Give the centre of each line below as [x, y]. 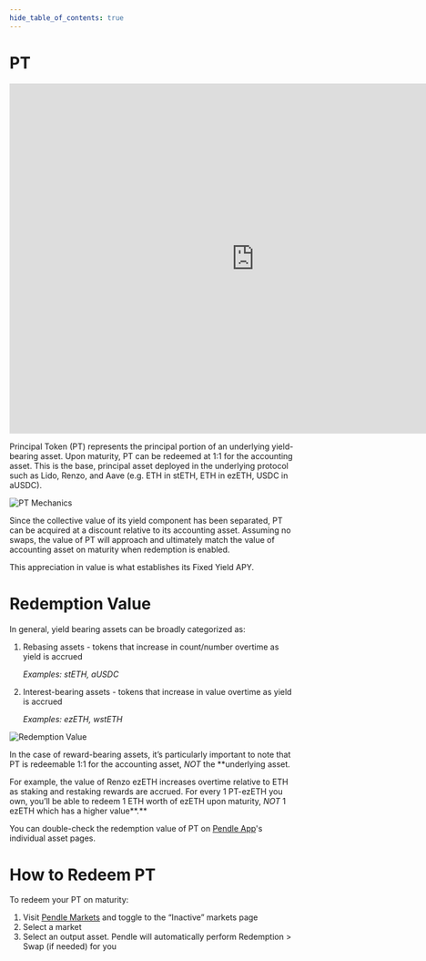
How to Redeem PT [83, 874]
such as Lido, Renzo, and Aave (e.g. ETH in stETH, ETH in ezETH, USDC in [149, 475]
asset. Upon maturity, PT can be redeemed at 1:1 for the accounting [167, 455]
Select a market [52, 927]
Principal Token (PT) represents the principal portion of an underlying [140, 446]
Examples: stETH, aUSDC [71, 674]
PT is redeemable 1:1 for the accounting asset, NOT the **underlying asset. [150, 764]
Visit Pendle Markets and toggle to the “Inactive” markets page [140, 917]
